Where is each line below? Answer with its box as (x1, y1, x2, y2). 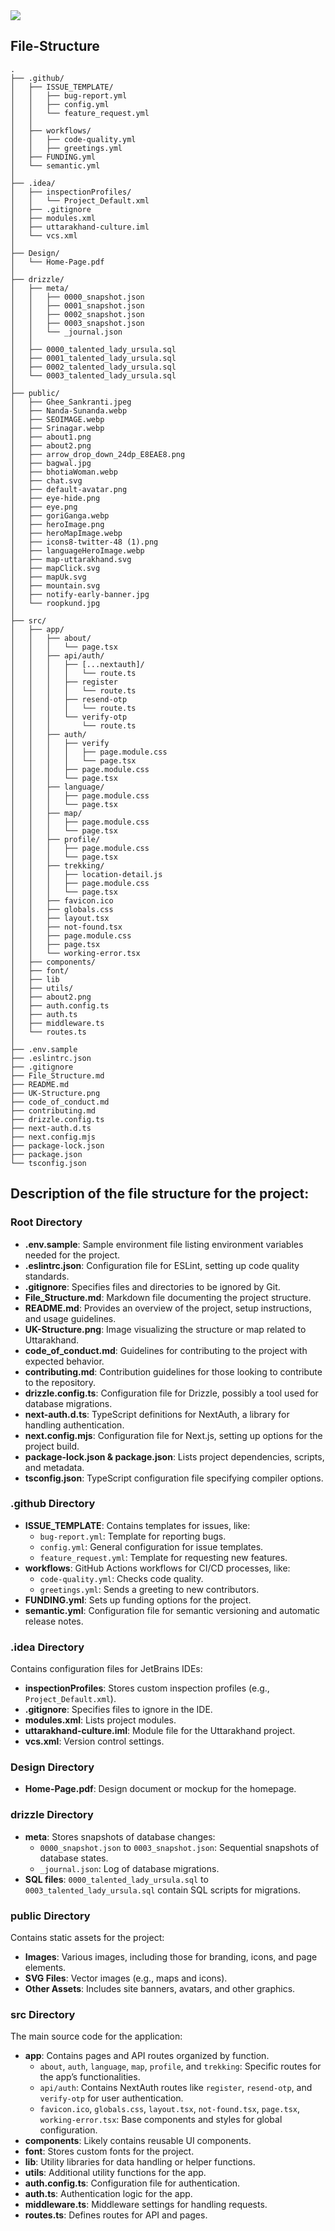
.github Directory (10, 1497, 96, 1511)
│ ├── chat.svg (10, 475, 83, 486)
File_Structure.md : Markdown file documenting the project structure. (24, 1291, 312, 1303)
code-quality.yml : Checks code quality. (39, 1572, 204, 1584)
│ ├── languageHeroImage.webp (10, 545, 145, 556)
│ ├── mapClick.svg (10, 563, 101, 573)
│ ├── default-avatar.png (10, 484, 128, 494)
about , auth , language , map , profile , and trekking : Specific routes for (39, 2060, 322, 2073)
